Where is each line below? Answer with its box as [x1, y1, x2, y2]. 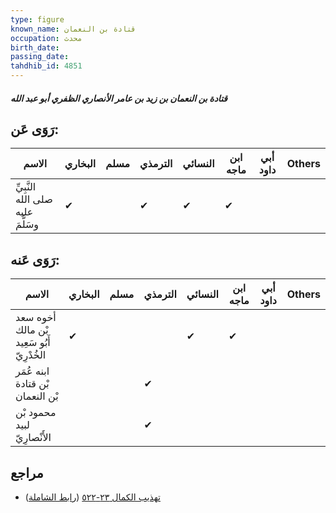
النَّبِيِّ [15, 180, 37, 194]
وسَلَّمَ [15, 217, 40, 231]
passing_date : [10, 52, 70, 62]
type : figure [10, 14, 65, 25]
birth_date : [10, 42, 60, 53]
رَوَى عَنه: [10, 251, 60, 268]
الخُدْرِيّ [15, 348, 47, 362]
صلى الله [15, 192, 53, 206]
